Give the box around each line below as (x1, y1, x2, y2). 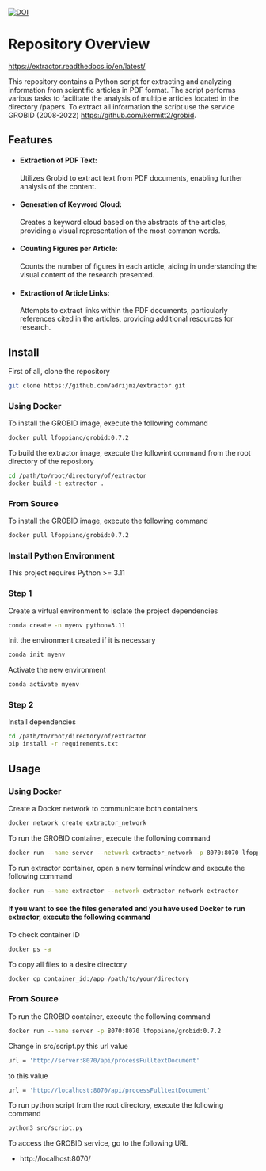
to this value (8, 1070, 48, 1081)
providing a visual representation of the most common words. (19, 226, 221, 235)
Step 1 (8, 588, 32, 599)
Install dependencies (8, 717, 77, 727)
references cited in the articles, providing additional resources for (19, 314, 234, 324)
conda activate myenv (8, 681, 80, 688)
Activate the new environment (8, 666, 106, 675)
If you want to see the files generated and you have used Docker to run (8, 904, 245, 914)
